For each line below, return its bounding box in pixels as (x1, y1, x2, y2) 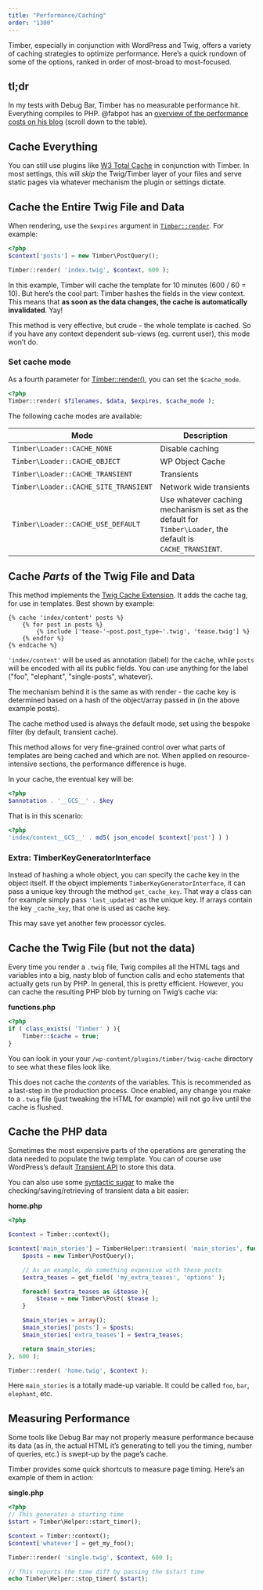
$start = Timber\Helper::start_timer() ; (8, 1518, 142, 1526)
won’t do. (8, 337, 38, 346)
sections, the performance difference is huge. (38, 759, 187, 769)
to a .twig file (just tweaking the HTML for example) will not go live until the (8, 1094, 252, 1103)
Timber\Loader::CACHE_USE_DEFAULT (12, 520, 141, 528)
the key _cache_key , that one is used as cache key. (8, 903, 171, 913)
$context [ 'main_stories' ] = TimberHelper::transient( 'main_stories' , (8, 1245, 243, 1253)
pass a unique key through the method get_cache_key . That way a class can (8, 887, 252, 896)
